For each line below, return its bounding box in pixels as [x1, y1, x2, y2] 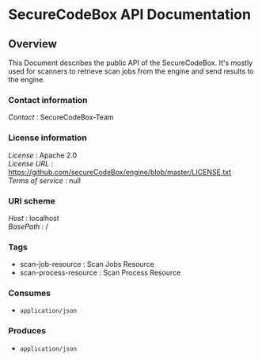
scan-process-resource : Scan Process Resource [19, 268, 181, 278]
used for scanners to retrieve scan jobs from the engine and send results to [8, 66, 255, 76]
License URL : [8, 158, 54, 168]
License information [8, 132, 87, 143]
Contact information [8, 94, 89, 105]
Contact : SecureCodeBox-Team [8, 112, 114, 122]
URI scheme [8, 196, 55, 207]
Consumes [8, 287, 51, 298]
